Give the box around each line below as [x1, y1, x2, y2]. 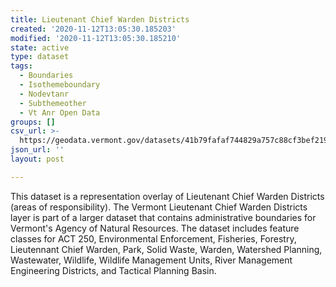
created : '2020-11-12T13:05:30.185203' [10, 24, 177, 34]
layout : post [10, 154, 65, 164]
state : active [10, 42, 70, 53]
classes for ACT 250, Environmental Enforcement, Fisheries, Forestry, [10, 232, 297, 245]
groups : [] [10, 117, 56, 127]
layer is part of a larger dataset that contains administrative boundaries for [10, 211, 317, 223]
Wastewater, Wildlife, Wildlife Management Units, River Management [10, 254, 293, 266]
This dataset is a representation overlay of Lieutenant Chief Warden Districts [10, 190, 325, 202]
